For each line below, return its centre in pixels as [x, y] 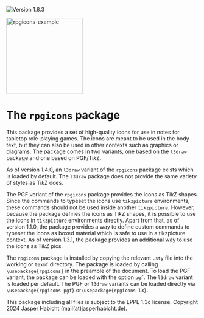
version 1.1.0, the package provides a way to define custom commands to [98, 226]
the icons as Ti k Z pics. [34, 246]
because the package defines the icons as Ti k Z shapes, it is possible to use [101, 213]
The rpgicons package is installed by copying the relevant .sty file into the [100, 258]
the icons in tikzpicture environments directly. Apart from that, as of [93, 220]
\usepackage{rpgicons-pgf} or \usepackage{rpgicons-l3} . [77, 290]
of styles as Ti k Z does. [35, 182]
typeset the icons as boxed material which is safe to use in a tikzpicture [96, 233]
